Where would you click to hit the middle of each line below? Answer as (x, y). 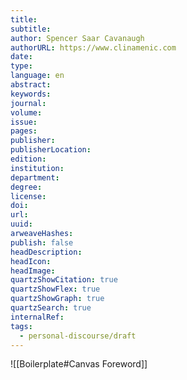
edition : (28, 159)
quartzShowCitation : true (64, 280)
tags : (21, 326)
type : (21, 66)
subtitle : (31, 29)
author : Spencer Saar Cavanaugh (77, 38)
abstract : (31, 85)
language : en (37, 76)
